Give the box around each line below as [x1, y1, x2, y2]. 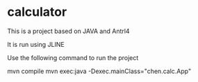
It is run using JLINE [7, 40, 65, 48]
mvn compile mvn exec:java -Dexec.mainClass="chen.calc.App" [7, 67, 192, 75]
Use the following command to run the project [7, 53, 139, 62]
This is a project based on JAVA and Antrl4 [7, 27, 130, 35]
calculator [7, 4, 67, 20]
